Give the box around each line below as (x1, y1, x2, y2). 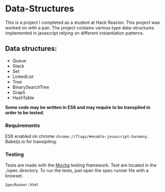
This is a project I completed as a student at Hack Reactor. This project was (5, 19, 161, 25)
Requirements (5, 122, 40, 129)
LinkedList (12, 73, 34, 80)
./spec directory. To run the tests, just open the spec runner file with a (5, 168, 149, 174)
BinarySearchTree (12, 84, 49, 90)
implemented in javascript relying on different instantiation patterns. (5, 30, 145, 36)
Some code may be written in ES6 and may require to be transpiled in (5, 104, 151, 110)
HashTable (12, 95, 34, 100)
